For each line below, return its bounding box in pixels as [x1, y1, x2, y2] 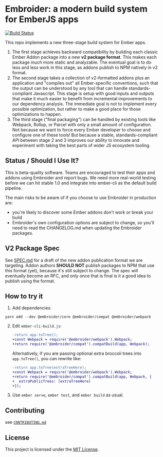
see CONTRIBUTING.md [5, 419, 47, 425]
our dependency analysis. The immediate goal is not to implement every [12, 101, 157, 107]
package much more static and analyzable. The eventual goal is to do [12, 59, 152, 65]
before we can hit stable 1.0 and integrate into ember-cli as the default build [5, 180, 157, 186]
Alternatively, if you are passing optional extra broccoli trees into [12, 350, 142, 356]
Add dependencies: [12, 305, 52, 311]
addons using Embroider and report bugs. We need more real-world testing [5, 174, 156, 180]
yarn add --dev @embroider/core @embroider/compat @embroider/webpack [5, 314, 151, 320]
